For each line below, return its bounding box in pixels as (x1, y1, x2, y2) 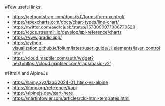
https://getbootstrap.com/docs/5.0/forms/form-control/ (12, 14, 125, 19)
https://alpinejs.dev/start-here (12, 90, 73, 96)
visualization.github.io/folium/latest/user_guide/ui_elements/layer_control (12, 45, 160, 51)
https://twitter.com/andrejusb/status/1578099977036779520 (12, 24, 136, 30)
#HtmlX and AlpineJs (5, 70, 48, 76)
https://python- (12, 40, 43, 46)
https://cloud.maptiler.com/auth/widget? (12, 55, 94, 61)
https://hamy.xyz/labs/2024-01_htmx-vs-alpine (12, 79, 108, 85)
